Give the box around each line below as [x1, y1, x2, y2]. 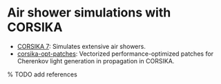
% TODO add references [7, 70, 77, 78]
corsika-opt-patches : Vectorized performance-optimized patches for [17, 50, 214, 58]
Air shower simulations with [7, 5, 171, 21]
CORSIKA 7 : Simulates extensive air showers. [17, 42, 146, 50]
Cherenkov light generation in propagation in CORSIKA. [17, 56, 175, 65]
